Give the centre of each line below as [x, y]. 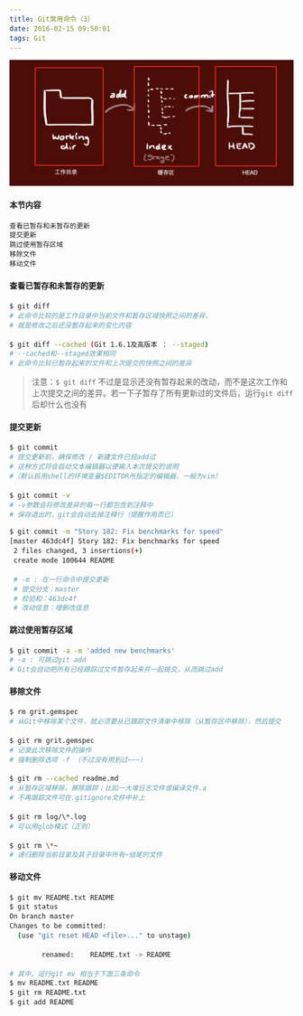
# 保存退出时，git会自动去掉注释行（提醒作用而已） [93, 514]
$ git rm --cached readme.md [64, 779]
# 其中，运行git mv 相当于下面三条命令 [74, 974]
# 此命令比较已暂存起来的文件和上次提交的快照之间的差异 [101, 363]
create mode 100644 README [64, 560]
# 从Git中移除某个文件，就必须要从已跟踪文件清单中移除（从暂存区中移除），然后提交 [145, 722]
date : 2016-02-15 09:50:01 [60, 28]
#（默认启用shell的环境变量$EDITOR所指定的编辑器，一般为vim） [116, 476]
